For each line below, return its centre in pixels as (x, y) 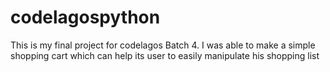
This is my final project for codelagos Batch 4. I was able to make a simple (163, 45)
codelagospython (85, 17)
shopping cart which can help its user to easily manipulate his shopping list (165, 55)
